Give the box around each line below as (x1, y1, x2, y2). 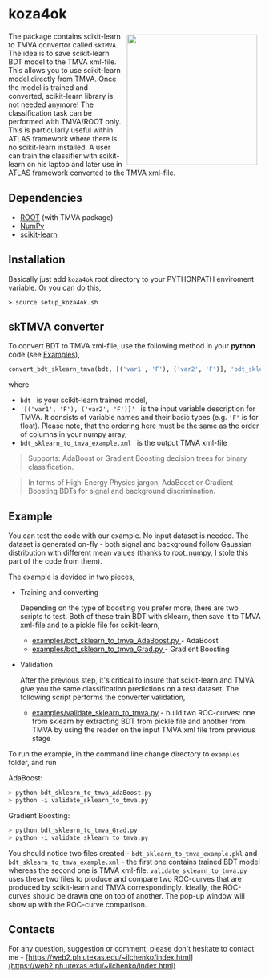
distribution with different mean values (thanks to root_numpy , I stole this (8, 548, 249, 558)
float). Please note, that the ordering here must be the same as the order (19, 421, 259, 430)
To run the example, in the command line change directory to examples (8, 749, 240, 759)
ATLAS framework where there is (8, 133, 118, 143)
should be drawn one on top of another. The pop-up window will (32, 890, 246, 900)
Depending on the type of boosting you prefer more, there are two (19, 603, 239, 613)
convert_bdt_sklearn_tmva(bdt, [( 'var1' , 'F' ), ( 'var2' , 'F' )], (8, 365, 227, 373)
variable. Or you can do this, (8, 283, 102, 292)
